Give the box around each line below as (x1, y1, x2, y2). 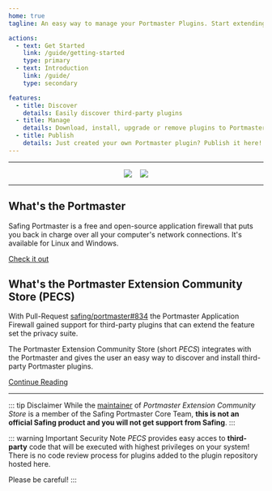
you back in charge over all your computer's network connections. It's (8, 229, 243, 239)
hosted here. (8, 459, 51, 469)
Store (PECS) (8, 289, 75, 304)
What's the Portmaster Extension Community (8, 277, 243, 291)
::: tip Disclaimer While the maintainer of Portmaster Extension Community (8, 400, 257, 410)
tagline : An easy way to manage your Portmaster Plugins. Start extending (8, 19, 266, 28)
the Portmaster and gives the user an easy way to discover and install (8, 353, 240, 363)
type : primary (23, 57, 70, 65)
